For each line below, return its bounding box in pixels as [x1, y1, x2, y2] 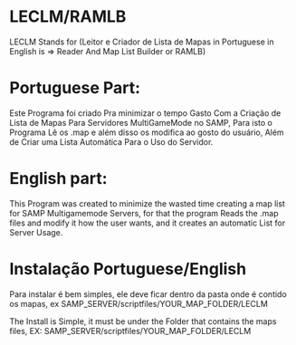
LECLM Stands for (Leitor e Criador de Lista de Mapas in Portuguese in [9, 36, 274, 47]
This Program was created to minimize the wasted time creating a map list [9, 197, 285, 209]
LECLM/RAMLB [9, 6, 127, 27]
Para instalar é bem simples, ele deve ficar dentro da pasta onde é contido [9, 288, 287, 300]
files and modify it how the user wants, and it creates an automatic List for [9, 217, 286, 228]
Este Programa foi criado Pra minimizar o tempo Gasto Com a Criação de [9, 107, 282, 119]
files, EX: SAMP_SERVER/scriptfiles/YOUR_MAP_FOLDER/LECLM [9, 325, 252, 336]
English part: [9, 168, 108, 189]
